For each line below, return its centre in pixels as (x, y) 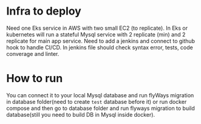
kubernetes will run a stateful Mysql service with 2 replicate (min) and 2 (96, 34)
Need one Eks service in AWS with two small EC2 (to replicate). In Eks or (97, 28)
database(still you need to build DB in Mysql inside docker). (81, 114)
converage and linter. (33, 53)
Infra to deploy (44, 11)
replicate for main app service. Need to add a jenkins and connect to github (101, 41)
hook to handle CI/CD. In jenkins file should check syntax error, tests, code (100, 47)
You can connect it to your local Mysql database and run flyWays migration (100, 95)
